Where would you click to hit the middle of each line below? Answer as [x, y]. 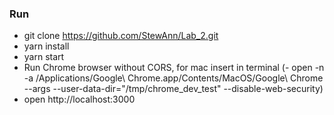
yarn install [46, 46]
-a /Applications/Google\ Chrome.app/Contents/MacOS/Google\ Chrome [173, 78]
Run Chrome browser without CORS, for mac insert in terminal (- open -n [174, 68]
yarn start [44, 57]
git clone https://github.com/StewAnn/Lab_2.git [121, 36]
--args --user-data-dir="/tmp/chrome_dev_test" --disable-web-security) [173, 89]
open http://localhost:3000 [79, 99]
